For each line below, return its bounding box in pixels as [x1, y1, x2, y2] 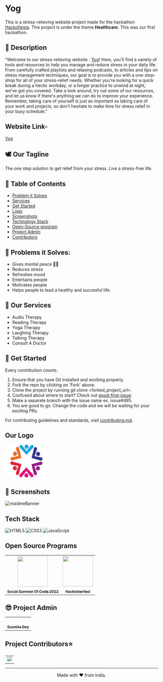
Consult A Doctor [12, 340, 47, 346]
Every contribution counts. [5, 367, 58, 373]
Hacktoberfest [65, 589, 91, 594]
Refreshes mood [12, 272, 45, 277]
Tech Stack [5, 515, 40, 523]
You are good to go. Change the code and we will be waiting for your [12, 402, 150, 408]
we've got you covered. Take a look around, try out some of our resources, [5, 87, 155, 93]
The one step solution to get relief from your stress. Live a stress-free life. [5, 165, 153, 171]
